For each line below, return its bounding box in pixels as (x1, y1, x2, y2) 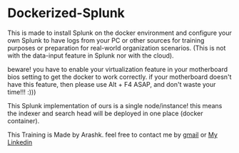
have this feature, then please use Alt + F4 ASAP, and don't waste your (7, 80, 216, 88)
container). (7, 116, 40, 125)
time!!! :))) (7, 88, 36, 96)
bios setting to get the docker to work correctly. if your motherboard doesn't (7, 73, 232, 81)
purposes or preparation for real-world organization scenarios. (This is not (7, 43, 226, 52)
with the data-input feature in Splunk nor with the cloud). (7, 51, 174, 60)
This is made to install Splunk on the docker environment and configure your (7, 28, 232, 37)
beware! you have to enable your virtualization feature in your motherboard (7, 65, 228, 73)
